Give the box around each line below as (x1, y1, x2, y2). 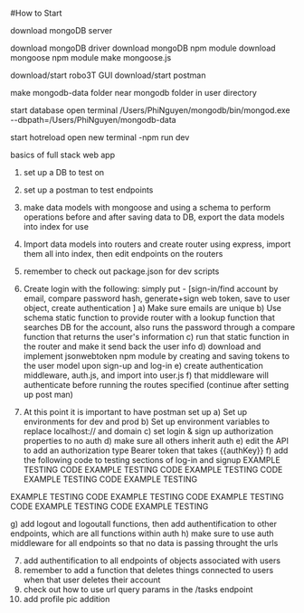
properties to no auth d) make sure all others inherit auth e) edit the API (23, 436, 289, 446)
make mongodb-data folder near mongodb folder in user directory (10, 88, 257, 98)
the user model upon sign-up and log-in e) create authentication (23, 361, 263, 371)
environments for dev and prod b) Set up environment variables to (23, 416, 271, 427)
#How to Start (10, 8, 62, 18)
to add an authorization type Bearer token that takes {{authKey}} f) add (23, 445, 289, 456)
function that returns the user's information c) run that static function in (23, 332, 290, 342)
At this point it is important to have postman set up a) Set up (23, 407, 248, 417)
